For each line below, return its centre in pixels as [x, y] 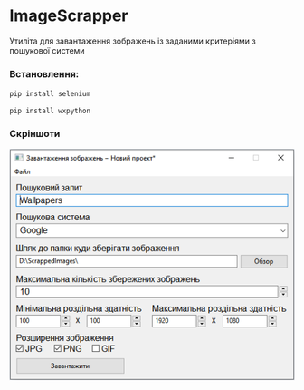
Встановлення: [44, 73]
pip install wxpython [50, 111]
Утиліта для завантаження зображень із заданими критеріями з [133, 41]
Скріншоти [35, 134]
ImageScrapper [69, 16]
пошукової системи [47, 50]
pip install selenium [50, 94]
